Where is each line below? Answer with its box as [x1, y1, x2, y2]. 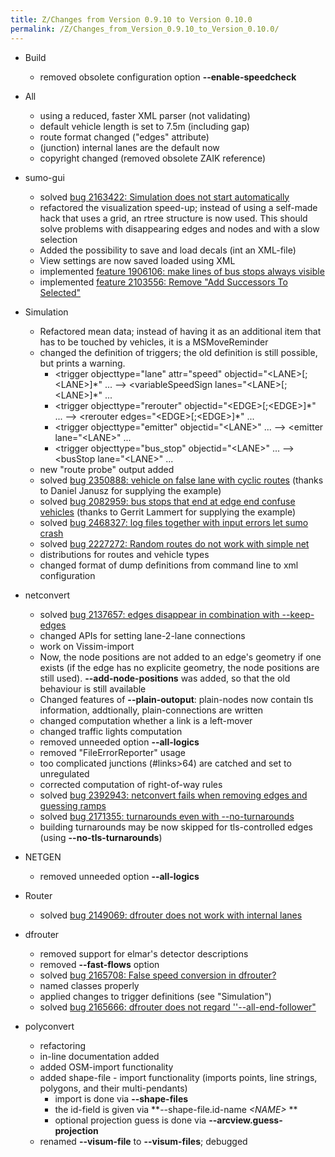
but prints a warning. [39, 357, 126, 369]
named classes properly [39, 979, 140, 991]
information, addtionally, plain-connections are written [39, 704, 264, 716]
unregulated [39, 767, 90, 780]
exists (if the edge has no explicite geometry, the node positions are [39, 661, 320, 673]
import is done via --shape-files [54, 1092, 189, 1105]
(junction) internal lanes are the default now [39, 141, 220, 153]
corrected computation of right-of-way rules [39, 778, 223, 790]
